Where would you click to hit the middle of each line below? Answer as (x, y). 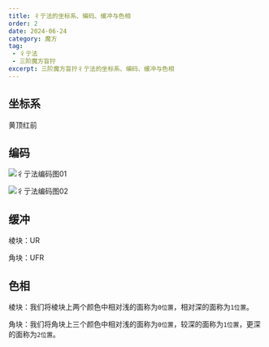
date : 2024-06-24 (38, 31)
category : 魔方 (33, 39)
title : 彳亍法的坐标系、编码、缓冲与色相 (70, 16)
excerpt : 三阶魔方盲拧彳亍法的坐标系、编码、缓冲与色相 (91, 69)
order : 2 (23, 24)
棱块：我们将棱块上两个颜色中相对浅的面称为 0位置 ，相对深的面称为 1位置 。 (131, 307)
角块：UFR (26, 258)
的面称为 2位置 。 (34, 334)
